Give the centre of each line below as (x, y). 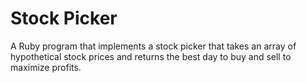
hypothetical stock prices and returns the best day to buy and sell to (151, 56)
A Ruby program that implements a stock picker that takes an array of (153, 46)
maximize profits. (46, 67)
